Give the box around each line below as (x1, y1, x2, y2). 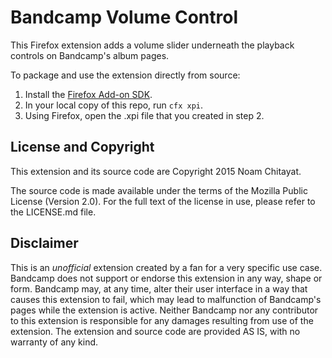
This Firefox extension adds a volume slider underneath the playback (10, 39, 295, 51)
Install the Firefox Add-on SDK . (24, 88, 153, 100)
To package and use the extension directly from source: (10, 69, 241, 81)
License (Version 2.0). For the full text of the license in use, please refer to (10, 195, 316, 207)
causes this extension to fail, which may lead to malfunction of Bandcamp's (10, 293, 322, 305)
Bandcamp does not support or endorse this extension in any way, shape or (10, 272, 323, 284)
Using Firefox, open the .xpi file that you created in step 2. (24, 109, 265, 121)
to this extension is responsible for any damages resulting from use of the (10, 314, 314, 326)
